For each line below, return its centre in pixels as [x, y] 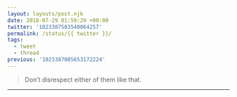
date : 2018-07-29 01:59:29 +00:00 [58, 20]
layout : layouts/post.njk [45, 14]
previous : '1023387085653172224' [56, 60]
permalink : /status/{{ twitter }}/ [60, 33]
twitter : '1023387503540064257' [55, 27]
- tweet [25, 46]
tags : [15, 40]
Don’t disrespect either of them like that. [83, 79]
